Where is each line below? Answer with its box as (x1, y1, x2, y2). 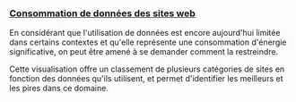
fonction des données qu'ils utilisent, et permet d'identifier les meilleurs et (9, 73, 283, 84)
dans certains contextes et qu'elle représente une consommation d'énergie (9, 37, 287, 47)
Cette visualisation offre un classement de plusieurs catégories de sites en (9, 64, 285, 74)
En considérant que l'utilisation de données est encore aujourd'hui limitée (9, 28, 281, 38)
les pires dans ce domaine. (9, 83, 109, 94)
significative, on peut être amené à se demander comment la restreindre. (9, 47, 279, 57)
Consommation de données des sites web (9, 7, 196, 20)
